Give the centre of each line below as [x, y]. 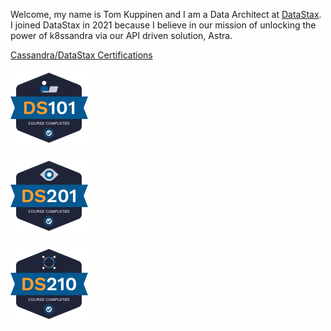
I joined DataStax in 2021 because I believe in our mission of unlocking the [163, 25]
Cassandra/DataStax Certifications [81, 55]
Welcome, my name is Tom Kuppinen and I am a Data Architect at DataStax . [166, 14]
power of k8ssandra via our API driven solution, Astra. [121, 35]
